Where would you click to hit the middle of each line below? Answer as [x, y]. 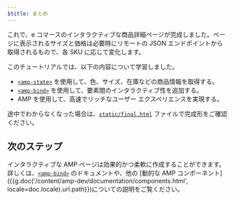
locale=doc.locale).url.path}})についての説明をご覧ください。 [95, 190]
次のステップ [35, 147]
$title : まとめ [28, 14]
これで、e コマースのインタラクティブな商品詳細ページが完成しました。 [110, 34]
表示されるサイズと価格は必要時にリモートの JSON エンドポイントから [121, 43]
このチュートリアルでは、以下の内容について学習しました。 [93, 66]
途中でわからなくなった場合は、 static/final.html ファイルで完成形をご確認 [117, 114]
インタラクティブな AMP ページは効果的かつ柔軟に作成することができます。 [116, 164]
